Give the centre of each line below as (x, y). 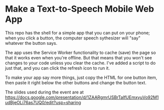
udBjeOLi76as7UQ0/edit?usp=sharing (43, 102)
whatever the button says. (31, 43)
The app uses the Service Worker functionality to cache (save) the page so (81, 53)
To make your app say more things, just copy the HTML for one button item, (81, 77)
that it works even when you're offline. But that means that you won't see (79, 57)
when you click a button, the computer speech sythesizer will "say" (73, 38)
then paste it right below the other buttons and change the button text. (76, 82)
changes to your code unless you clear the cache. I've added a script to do (81, 63)
